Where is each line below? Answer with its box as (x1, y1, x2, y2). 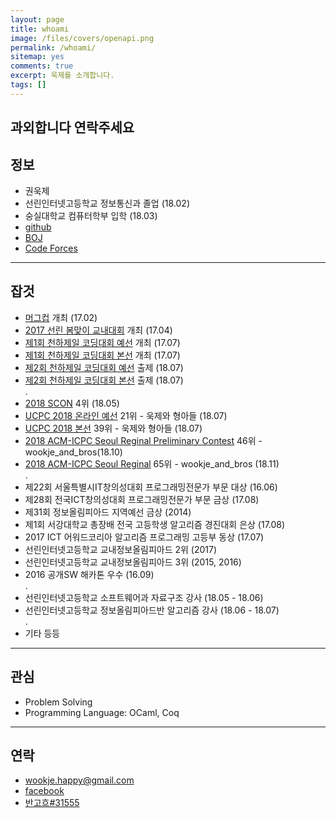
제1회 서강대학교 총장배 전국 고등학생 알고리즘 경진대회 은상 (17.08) (24, 518, 286, 530)
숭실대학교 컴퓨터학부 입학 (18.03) (24, 209, 158, 221)
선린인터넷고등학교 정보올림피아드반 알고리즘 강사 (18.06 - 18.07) (24, 604, 280, 616)
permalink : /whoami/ (10, 42, 97, 53)
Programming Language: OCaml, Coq (24, 706, 180, 718)
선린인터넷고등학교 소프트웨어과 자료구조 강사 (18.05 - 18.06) (24, 591, 264, 603)
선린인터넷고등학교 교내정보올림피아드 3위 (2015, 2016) (24, 556, 242, 568)
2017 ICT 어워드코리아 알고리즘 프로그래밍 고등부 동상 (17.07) (24, 531, 265, 543)
